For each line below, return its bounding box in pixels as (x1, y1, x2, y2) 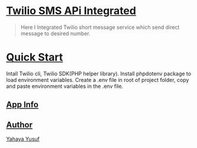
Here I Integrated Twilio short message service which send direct (20, 24, 180, 31)
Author (6, 120, 33, 130)
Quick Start (6, 51, 63, 64)
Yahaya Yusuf (6, 136, 40, 143)
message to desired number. (20, 29, 91, 37)
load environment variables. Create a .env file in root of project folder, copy (6, 76, 189, 83)
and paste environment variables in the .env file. (6, 83, 124, 90)
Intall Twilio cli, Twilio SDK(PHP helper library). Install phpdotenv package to (6, 70, 191, 77)
